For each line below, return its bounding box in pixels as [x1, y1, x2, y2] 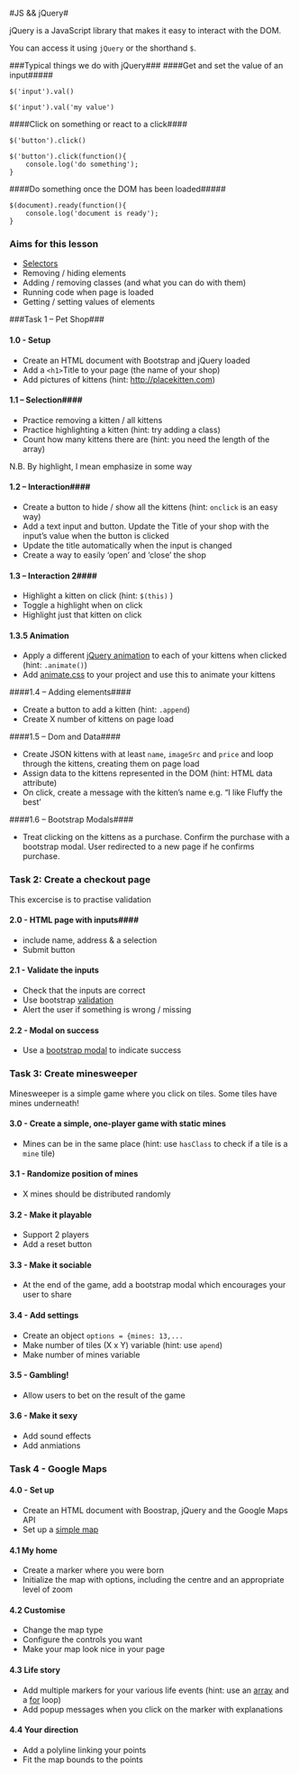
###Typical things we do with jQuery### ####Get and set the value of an [9, 60, 284, 70]
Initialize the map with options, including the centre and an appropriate [22, 1575, 285, 1585]
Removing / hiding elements [22, 268, 126, 279]
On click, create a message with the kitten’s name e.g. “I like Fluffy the [22, 787, 284, 798]
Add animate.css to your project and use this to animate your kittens [22, 670, 276, 680]
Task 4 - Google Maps [9, 1462, 108, 1474]
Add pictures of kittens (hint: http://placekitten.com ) [22, 374, 216, 384]
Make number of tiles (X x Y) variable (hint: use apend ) [22, 1339, 223, 1350]
